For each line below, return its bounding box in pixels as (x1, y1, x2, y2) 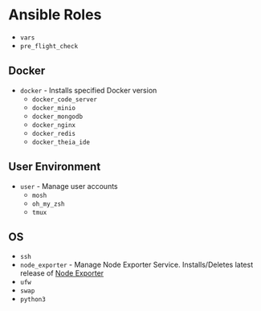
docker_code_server (31, 95, 98, 104)
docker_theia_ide (31, 138, 91, 146)
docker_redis (31, 129, 76, 137)
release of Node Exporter (19, 268, 104, 278)
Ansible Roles (8, 6, 102, 24)
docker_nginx (31, 121, 76, 129)
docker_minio (31, 104, 76, 112)
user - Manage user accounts (19, 181, 118, 190)
